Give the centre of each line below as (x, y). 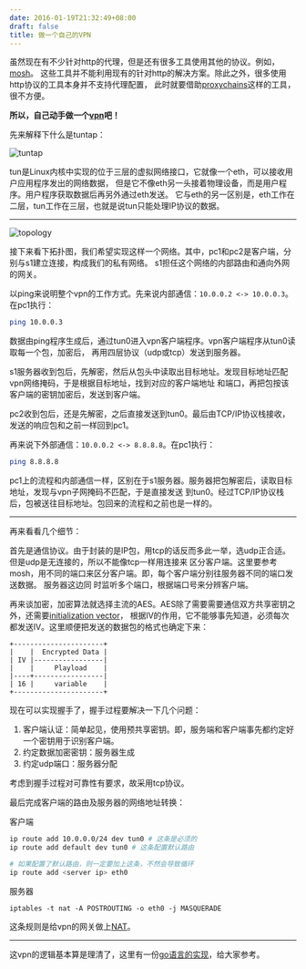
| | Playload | (58, 668)
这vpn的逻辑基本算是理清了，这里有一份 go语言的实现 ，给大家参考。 (137, 954)
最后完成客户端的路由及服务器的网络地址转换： (97, 802)
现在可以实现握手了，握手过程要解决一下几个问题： (105, 710)
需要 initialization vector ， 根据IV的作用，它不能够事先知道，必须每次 (161, 615)
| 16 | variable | (58, 685)
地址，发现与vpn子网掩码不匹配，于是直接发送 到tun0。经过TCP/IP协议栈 (147, 492)
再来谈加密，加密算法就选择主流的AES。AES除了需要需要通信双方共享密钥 (149, 604)
